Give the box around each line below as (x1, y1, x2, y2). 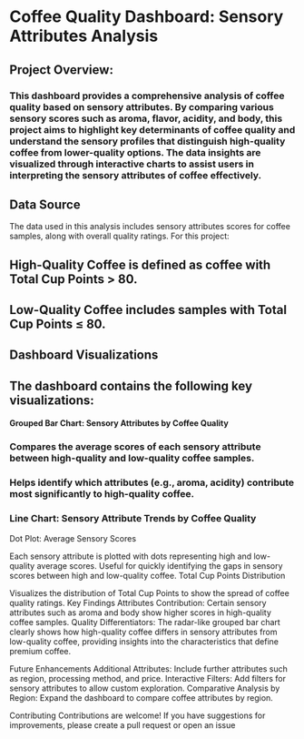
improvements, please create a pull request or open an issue (9, 719, 236, 730)
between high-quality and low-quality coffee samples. (9, 452, 255, 465)
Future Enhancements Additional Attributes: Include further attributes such (9, 663, 289, 674)
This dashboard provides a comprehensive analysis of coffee (9, 89, 285, 102)
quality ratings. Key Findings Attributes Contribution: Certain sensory (9, 597, 267, 608)
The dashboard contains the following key (9, 378, 252, 393)
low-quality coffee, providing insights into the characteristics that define (9, 635, 279, 647)
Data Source (9, 197, 81, 212)
